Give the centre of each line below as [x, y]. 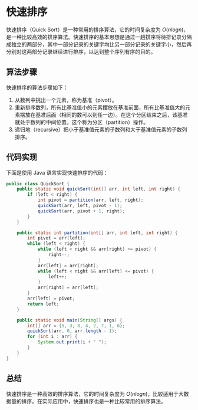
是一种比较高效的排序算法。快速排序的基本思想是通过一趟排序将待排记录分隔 [99, 37]
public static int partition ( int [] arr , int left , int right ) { [97, 233]
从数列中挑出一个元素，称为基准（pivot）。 [66, 100]
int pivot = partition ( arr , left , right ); [90, 200]
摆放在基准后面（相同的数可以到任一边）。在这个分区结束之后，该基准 [104, 114]
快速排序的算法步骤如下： [37, 87]
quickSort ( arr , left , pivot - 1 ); [80, 206]
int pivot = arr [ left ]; [56, 238]
